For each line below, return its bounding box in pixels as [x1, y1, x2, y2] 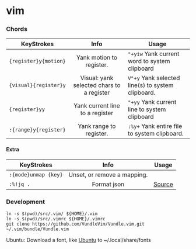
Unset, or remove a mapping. [68, 171, 148, 179]
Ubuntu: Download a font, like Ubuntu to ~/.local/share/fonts [6, 236, 151, 243]
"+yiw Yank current [127, 50, 180, 58]
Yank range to [78, 122, 116, 130]
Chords [6, 25, 28, 33]
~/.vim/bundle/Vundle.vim [6, 226, 69, 232]
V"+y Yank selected [127, 74, 180, 82]
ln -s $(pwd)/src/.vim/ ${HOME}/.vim [6, 210, 98, 217]
